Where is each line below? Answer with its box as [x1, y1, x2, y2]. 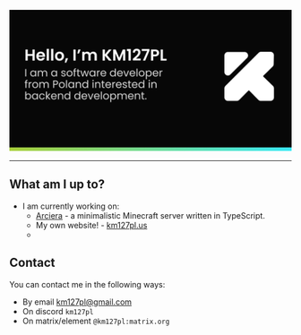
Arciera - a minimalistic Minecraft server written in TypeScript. [35, 210, 266, 220]
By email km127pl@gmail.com [21, 296, 133, 307]
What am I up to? [9, 176, 106, 193]
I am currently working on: [21, 201, 120, 211]
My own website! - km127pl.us [35, 219, 148, 230]
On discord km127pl [21, 305, 94, 316]
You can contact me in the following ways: [9, 279, 166, 289]
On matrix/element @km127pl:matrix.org [21, 315, 170, 326]
